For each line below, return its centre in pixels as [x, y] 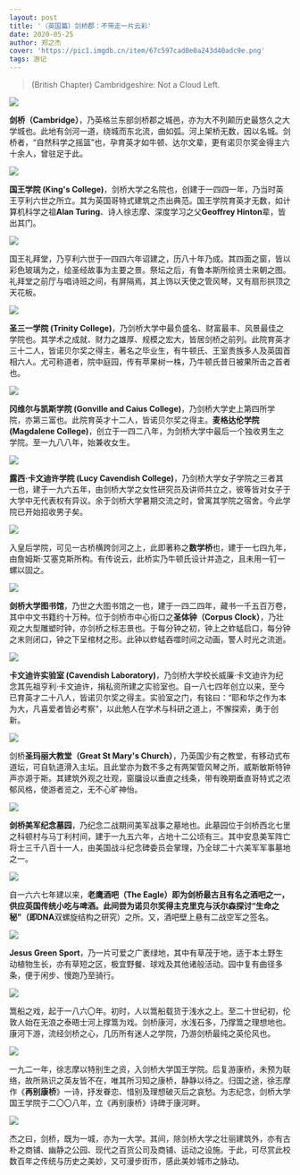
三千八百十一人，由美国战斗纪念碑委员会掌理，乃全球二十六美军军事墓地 [158, 848]
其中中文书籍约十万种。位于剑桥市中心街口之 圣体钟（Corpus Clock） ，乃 [143, 617]
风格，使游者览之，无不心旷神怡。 [79, 789]
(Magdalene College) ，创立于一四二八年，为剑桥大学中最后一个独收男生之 [147, 431]
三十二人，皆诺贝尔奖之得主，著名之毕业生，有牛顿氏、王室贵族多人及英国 [146, 351]
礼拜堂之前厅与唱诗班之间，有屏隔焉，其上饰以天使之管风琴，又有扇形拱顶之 [150, 281]
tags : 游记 [28, 59]
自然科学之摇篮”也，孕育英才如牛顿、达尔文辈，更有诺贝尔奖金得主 [159, 142]
